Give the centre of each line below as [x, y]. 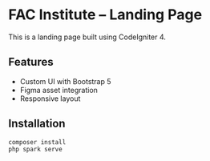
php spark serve [35, 150]
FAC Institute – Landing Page [105, 15]
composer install [37, 142]
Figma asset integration [59, 90]
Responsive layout [50, 99]
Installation [37, 124]
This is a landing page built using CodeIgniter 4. [87, 37]
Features [31, 62]
